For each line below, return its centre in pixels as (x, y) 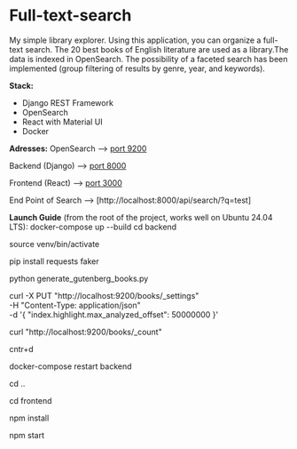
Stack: (21, 85)
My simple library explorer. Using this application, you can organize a (135, 40)
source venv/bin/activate (55, 244)
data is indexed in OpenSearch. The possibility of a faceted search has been (148, 59)
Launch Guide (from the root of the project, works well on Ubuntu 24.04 (141, 217)
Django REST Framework (67, 102)
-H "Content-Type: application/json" (75, 305)
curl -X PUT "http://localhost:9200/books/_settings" (104, 295)
